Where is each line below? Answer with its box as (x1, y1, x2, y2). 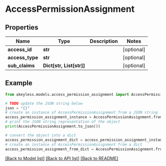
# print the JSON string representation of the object (5, 120, 121, 124)
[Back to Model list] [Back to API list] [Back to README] (5, 156, 119, 162)
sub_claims (7, 62, 35, 69)
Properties (5, 23, 39, 32)
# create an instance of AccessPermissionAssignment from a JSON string (5, 110, 158, 115)
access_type (7, 54, 39, 61)
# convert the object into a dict (5, 132, 77, 138)
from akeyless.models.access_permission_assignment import (5, 92, 129, 97)
